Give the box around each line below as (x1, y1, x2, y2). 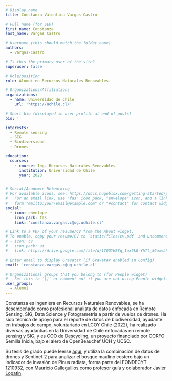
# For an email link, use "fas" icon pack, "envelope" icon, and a (5, 196, 157, 201)
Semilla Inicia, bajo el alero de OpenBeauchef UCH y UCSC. (5, 338, 132, 344)
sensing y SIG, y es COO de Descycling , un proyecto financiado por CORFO (5, 333, 165, 339)
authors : (5, 45, 24, 50)
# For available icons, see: (5, 191, 68, 196)
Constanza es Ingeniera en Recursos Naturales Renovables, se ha (5, 300, 144, 306)
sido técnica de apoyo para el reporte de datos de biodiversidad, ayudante (5, 316, 163, 322)
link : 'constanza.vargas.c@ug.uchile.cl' (14, 220, 104, 225)
